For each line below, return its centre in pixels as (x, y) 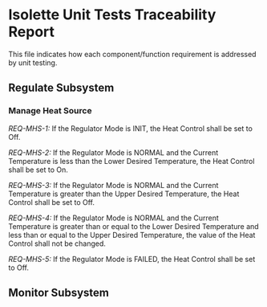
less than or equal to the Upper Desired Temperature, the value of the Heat (132, 235)
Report (31, 32)
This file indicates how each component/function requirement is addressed (132, 54)
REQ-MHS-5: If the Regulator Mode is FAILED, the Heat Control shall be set (132, 259)
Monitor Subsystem (59, 293)
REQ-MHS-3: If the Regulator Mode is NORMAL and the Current (113, 185)
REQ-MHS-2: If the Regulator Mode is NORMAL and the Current (113, 152)
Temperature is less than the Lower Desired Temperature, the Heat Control (131, 161)
